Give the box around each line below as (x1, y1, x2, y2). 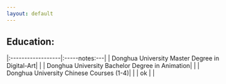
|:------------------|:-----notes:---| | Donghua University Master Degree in (6, 54, 220, 62)
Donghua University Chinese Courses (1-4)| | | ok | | (6, 69, 155, 77)
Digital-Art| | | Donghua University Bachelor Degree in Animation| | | (6, 62, 200, 70)
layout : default (6, 10, 53, 17)
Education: (6, 36, 55, 48)
